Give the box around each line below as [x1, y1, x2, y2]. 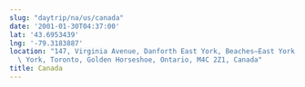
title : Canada [9, 64, 64, 73]
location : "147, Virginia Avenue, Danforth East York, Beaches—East [9, 47, 275, 56]
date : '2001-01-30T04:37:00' [9, 22, 120, 31]
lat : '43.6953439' [9, 30, 79, 39]
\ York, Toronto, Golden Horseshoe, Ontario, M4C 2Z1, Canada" [17, 55, 262, 64]
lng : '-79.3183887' [9, 38, 84, 48]
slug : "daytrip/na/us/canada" [9, 13, 125, 23]
